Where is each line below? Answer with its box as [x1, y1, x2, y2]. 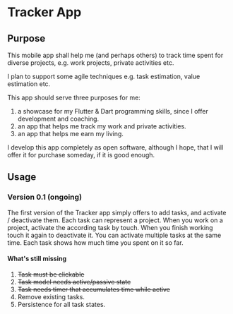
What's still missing [7, 255, 67, 263]
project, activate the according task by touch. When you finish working [7, 223, 213, 231]
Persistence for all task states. [17, 300, 106, 308]
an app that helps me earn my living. [17, 130, 124, 138]
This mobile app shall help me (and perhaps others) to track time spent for [7, 51, 224, 59]
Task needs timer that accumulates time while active [17, 285, 171, 294]
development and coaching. [17, 114, 100, 123]
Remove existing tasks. [17, 292, 85, 301]
